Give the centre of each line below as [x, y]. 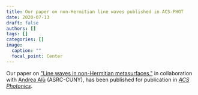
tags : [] [17, 34]
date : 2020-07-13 [28, 17]
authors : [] [21, 28]
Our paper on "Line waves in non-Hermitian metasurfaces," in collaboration [99, 73]
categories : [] [25, 39]
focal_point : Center [37, 56]
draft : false [22, 23]
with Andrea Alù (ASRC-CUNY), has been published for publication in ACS [98, 79]
